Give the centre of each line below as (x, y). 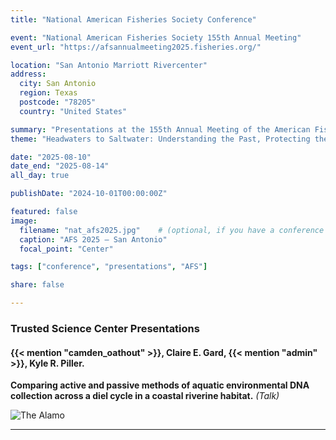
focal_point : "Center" (66, 249)
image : (24, 221)
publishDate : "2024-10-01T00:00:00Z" (89, 194)
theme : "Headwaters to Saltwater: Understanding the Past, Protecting (160, 139)
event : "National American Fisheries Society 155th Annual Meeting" (156, 37)
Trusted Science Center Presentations (105, 328)
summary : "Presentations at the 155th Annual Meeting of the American (160, 129)
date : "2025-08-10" (51, 157)
